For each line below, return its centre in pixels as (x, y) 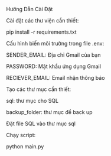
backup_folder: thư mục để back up (49, 112)
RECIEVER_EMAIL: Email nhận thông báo (56, 78)
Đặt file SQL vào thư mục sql (41, 123)
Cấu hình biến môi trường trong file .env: (55, 43)
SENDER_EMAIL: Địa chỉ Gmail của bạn (53, 55)
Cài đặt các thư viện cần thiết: (43, 20)
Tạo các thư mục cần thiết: (39, 89)
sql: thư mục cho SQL (32, 101)
